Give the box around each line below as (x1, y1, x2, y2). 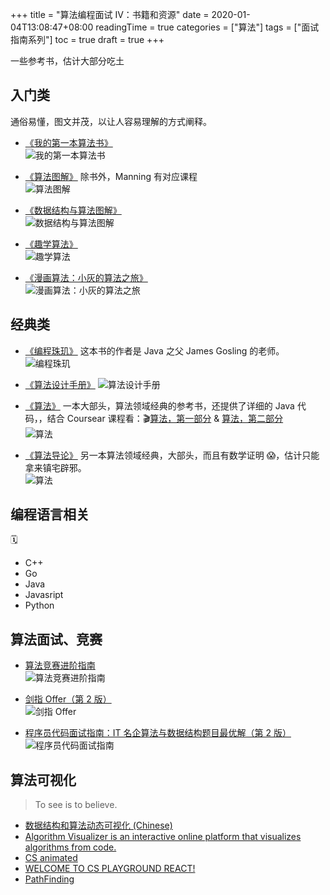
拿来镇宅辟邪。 (24, 461, 87, 473)
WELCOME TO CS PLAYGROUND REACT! (24, 863, 196, 875)
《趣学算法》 (24, 238, 78, 250)
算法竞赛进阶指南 (24, 659, 96, 672)
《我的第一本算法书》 (24, 136, 113, 148)
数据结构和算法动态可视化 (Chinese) (24, 819, 173, 832)
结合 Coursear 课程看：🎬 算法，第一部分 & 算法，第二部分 (46, 412, 284, 424)
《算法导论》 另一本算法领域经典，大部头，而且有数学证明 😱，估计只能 (24, 449, 320, 461)
